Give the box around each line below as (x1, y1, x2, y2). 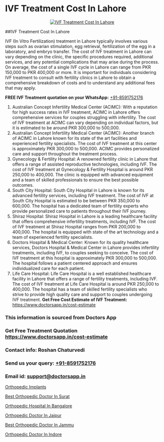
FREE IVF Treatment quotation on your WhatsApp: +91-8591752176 (5, 94, 143, 100)
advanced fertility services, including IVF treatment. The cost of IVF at (12, 192, 154, 198)
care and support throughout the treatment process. (12, 150, 117, 157)
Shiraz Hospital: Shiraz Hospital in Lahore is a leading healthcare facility (12, 213, 158, 219)
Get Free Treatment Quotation (5, 327, 78, 334)
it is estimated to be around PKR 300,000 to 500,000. (12, 124, 120, 130)
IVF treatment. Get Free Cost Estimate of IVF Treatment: (12, 296, 127, 302)
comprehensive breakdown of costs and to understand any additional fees (5, 79, 155, 86)
